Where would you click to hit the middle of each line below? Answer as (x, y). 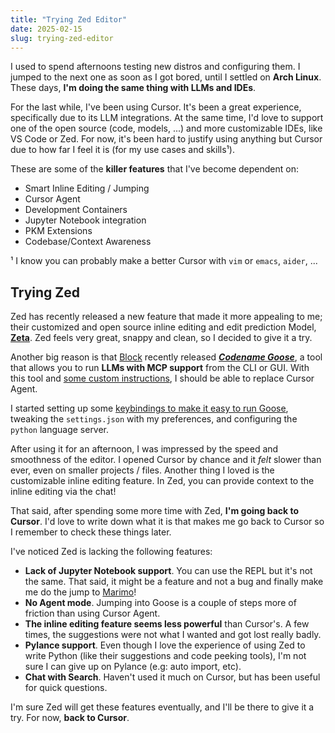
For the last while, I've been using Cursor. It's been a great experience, (156, 107)
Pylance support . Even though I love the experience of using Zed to (165, 645)
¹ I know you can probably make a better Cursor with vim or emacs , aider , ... (164, 261)
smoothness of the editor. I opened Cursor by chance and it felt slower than (166, 460)
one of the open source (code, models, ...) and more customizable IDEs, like (166, 128)
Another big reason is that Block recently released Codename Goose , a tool (166, 357)
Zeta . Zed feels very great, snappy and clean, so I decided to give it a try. (161, 338)
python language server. (60, 430)
